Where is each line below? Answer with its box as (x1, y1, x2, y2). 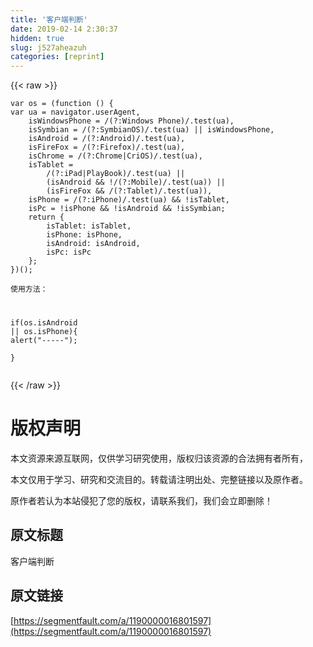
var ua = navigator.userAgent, (10, 107, 141, 118)
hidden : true (10, 33, 65, 43)
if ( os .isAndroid (10, 318, 78, 328)
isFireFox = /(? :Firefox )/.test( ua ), (28, 142, 186, 153)
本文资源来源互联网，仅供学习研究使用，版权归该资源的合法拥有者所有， (10, 452, 308, 464)
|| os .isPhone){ (10, 327, 78, 337)
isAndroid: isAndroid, (46, 239, 141, 249)
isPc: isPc (46, 247, 92, 258)
